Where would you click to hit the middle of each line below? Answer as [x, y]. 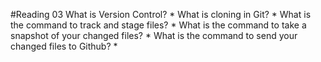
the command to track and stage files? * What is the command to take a [158, 25]
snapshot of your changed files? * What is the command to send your [154, 35]
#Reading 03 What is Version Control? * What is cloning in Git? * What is [161, 14]
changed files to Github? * [64, 46]
